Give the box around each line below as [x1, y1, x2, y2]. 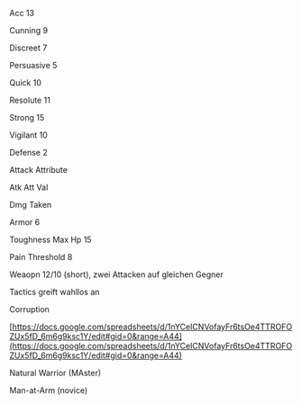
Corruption [9, 304, 50, 314]
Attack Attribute [9, 165, 68, 175]
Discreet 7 [9, 42, 48, 53]
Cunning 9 [9, 25, 48, 35]
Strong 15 [9, 112, 45, 122]
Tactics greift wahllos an [9, 287, 100, 297]
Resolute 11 [9, 94, 51, 105]
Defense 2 [9, 148, 48, 157]
